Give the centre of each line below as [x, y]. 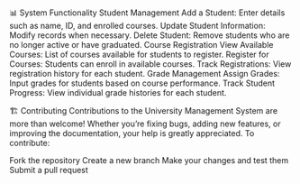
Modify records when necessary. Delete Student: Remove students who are [150, 35]
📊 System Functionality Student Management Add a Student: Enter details [147, 13]
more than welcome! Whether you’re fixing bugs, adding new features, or [145, 124]
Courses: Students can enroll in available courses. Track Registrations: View [150, 64]
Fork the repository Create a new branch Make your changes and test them [149, 160]
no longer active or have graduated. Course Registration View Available [141, 45]
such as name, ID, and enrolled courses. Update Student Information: [137, 26]
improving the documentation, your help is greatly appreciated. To [132, 133]
